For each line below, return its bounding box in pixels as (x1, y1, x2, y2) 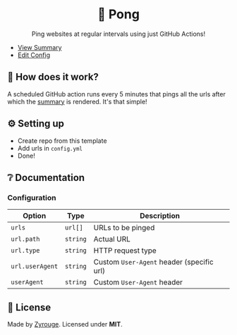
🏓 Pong (97, 6, 140, 23)
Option (23, 211, 47, 221)
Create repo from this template (17, 137, 107, 145)
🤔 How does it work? (7, 71, 99, 83)
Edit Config (17, 51, 51, 59)
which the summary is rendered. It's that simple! (7, 97, 147, 106)
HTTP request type (93, 246, 157, 255)
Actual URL (93, 234, 130, 244)
